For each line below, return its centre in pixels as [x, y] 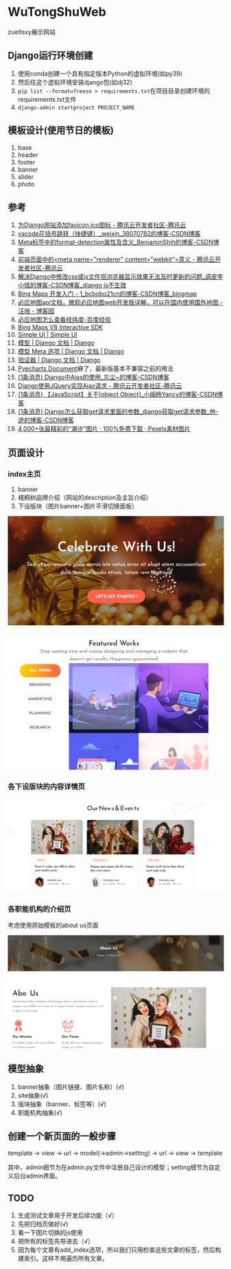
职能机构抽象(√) [40, 1112]
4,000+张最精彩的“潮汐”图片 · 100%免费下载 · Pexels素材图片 [104, 429]
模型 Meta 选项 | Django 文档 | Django [71, 351]
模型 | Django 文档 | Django [56, 343]
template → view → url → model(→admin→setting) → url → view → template [115, 1153]
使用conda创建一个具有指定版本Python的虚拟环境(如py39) [100, 74]
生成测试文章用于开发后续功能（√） [68, 1215]
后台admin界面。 [37, 1176]
